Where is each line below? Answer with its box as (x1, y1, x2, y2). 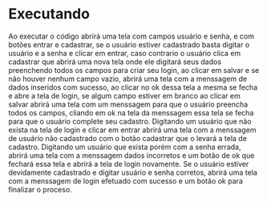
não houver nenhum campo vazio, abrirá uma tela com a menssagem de (8, 74, 248, 83)
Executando (8, 5, 91, 23)
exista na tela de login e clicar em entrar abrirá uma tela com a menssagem (8, 125, 257, 135)
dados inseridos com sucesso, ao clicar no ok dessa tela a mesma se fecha (8, 82, 258, 92)
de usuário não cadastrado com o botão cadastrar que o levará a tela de (8, 133, 247, 143)
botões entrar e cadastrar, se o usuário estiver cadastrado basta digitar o (8, 39, 250, 49)
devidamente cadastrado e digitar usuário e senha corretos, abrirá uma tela (8, 168, 258, 177)
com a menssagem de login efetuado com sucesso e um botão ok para (8, 176, 243, 185)
